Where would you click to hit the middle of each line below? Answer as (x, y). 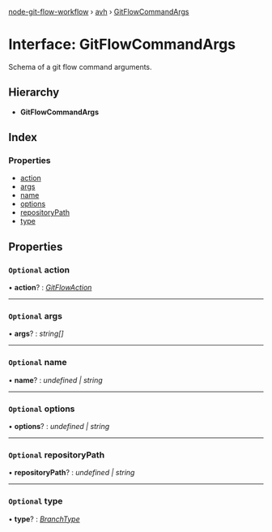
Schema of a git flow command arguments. (80, 66)
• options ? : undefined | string (59, 427)
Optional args (36, 316)
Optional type (36, 501)
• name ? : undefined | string (55, 380)
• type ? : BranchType (45, 519)
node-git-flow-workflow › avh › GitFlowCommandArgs (99, 12)
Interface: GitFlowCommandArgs (122, 45)
